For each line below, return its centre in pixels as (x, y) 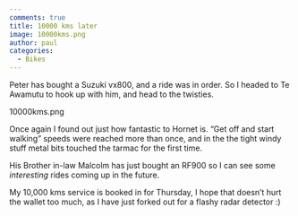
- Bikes (32, 59)
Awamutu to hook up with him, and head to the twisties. (112, 94)
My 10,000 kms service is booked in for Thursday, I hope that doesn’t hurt (145, 192)
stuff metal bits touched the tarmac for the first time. (106, 148)
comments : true (38, 17)
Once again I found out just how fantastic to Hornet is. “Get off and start (142, 129)
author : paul (34, 43)
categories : (31, 51)
